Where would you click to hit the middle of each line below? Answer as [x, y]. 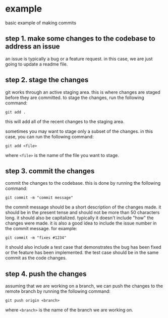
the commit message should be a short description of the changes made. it [83, 207]
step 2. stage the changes [47, 80]
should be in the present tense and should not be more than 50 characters [82, 213]
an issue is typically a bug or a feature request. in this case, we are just [79, 59]
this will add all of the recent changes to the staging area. [65, 121]
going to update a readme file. [37, 64]
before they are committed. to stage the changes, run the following [75, 97]
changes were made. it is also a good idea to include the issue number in [81, 223]
